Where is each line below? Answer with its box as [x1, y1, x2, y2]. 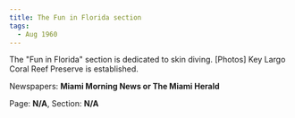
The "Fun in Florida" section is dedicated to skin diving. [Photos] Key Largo [9, 55, 286, 65]
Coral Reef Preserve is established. [9, 63, 139, 74]
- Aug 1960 [17, 29, 58, 38]
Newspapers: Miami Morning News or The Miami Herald [9, 81, 221, 92]
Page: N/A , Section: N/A [9, 98, 99, 109]
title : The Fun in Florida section [9, 13, 142, 22]
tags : [9, 21, 29, 30]
